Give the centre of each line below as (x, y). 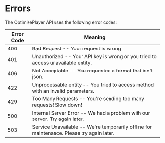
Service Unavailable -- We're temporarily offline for (92, 127)
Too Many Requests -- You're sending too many (88, 98)
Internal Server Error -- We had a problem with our (91, 113)
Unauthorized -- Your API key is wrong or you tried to (95, 56)
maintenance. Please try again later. (73, 133)
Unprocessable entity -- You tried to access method (93, 85)
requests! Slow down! (57, 105)
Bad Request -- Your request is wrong (77, 48)
